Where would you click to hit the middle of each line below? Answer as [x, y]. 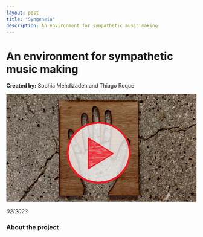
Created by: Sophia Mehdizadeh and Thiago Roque [70, 86]
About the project [33, 227]
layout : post [23, 13]
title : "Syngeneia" [31, 19]
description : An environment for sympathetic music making [82, 25]
